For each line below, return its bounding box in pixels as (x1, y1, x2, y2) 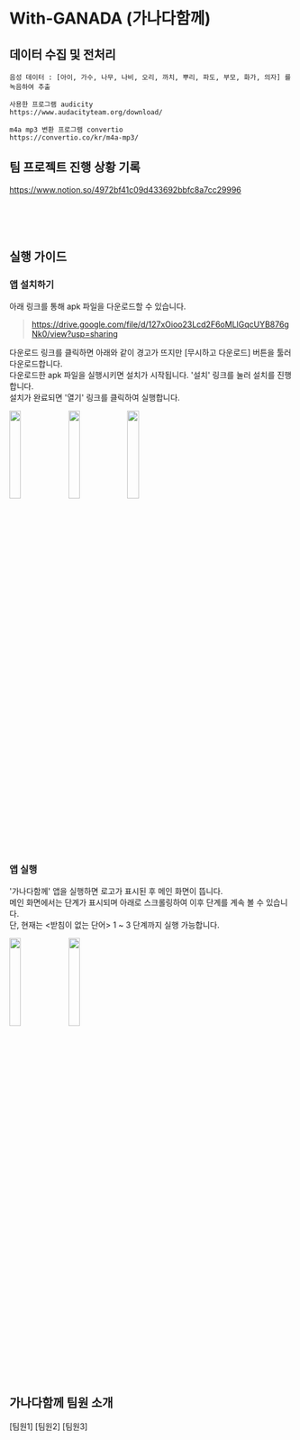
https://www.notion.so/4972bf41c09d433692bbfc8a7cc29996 (9, 184, 241, 195)
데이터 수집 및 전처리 (9, 47, 116, 62)
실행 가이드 (9, 249, 68, 265)
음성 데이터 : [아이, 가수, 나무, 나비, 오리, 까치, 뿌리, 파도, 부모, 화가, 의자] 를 (9, 73, 291, 82)
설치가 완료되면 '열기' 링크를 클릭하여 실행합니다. (9, 392, 180, 403)
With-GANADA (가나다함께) (9, 8, 212, 29)
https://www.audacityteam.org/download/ (9, 108, 164, 117)
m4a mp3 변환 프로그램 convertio (9, 125, 123, 134)
